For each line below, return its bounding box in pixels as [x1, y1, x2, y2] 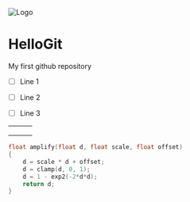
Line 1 [19, 76, 40, 86]
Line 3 [19, 109, 41, 118]
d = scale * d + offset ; [22, 158, 105, 166]
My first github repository [8, 61, 92, 71]
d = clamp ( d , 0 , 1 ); [22, 165, 91, 173]
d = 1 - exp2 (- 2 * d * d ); [22, 173, 98, 181]
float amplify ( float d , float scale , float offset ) [8, 143, 183, 151]
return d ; [22, 180, 56, 188]
